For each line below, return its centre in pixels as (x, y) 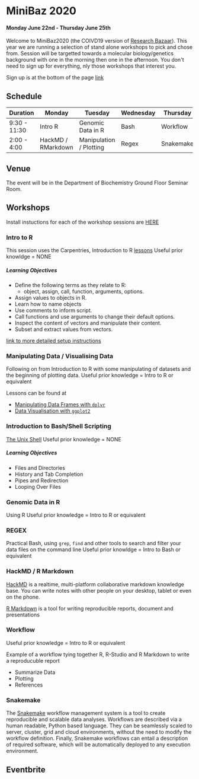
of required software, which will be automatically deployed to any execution (98, 745)
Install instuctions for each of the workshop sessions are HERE (83, 222)
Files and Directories (40, 468)
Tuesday (97, 113)
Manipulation (97, 140)
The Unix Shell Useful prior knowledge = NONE (64, 439)
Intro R (49, 127)
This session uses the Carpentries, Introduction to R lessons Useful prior (95, 250)
